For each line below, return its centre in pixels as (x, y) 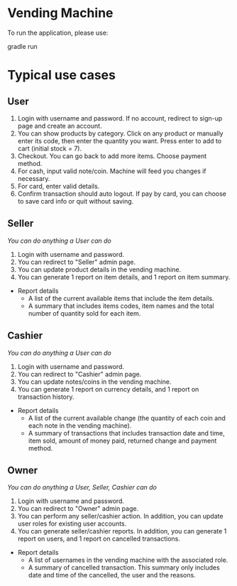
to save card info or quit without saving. (76, 201)
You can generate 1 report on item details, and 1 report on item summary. (124, 277)
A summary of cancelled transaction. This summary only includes (124, 568)
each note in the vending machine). (80, 425)
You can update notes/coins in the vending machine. (94, 382)
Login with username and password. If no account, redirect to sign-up (120, 118)
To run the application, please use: (58, 33)
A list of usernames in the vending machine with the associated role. (128, 560)
